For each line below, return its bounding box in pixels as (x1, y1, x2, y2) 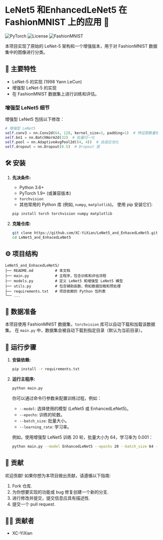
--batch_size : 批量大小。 (19, 418, 69, 424)
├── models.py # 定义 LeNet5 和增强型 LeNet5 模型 (5, 278, 123, 283)
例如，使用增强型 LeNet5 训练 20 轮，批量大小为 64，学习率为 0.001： (12, 434, 153, 440)
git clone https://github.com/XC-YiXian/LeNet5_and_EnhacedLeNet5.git (12, 231, 158, 235)
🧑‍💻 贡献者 (5, 517, 34, 525)
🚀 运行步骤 (5, 343, 36, 351)
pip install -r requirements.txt (12, 366, 80, 372)
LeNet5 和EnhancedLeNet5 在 (5, 4, 128, 16)
